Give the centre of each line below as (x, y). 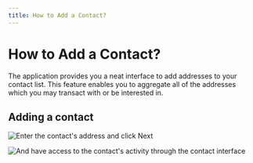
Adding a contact (51, 117)
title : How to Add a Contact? (58, 15)
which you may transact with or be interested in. (86, 92)
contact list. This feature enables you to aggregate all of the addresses (122, 84)
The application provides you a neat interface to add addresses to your (123, 76)
